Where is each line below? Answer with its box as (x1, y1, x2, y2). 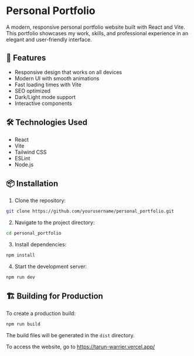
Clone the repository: (14, 197, 66, 204)
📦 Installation (6, 178, 59, 188)
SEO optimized (14, 87, 51, 94)
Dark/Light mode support (14, 93, 76, 100)
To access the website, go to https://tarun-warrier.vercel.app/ (6, 343, 155, 350)
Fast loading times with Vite (14, 81, 82, 88)
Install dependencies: (14, 241, 67, 248)
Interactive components (14, 100, 72, 107)
